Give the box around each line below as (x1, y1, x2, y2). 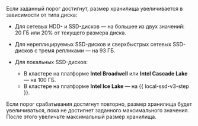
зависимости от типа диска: (6, 11, 78, 18)
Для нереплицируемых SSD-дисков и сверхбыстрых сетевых (14, 41, 172, 48)
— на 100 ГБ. (23, 77, 56, 83)
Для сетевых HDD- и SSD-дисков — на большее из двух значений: (14, 23, 185, 30)
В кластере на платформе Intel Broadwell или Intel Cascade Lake (23, 70, 188, 77)
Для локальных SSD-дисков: (14, 59, 88, 65)
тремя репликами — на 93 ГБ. (39, 47, 116, 54)
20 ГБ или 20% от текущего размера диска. (14, 29, 126, 36)
